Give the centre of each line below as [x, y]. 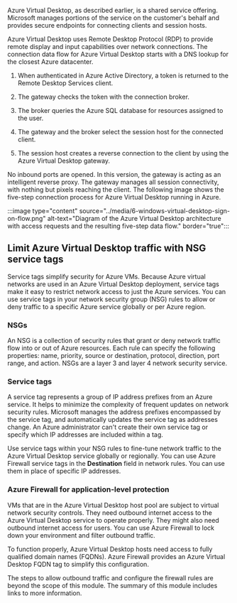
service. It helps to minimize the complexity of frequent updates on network [118, 405]
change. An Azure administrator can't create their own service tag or [108, 427]
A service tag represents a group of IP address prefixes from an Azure [110, 397]
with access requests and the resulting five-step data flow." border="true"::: [118, 226]
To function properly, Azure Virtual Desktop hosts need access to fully [110, 549]
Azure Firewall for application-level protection [88, 489]
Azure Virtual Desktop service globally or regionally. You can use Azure [112, 456]
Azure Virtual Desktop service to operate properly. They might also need [114, 520]
